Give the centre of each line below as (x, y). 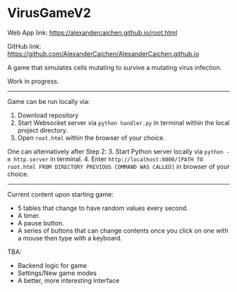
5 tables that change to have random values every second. (103, 208)
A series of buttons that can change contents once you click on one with (123, 230)
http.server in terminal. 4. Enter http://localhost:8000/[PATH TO (108, 159)
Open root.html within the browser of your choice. (91, 138)
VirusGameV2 (49, 13)
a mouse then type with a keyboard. (69, 238)
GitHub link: (24, 46)
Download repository (48, 115)
